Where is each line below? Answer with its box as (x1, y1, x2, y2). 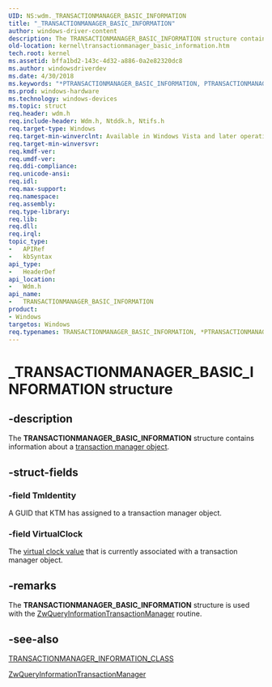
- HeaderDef (8, 268, 57, 276)
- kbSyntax (8, 252, 53, 261)
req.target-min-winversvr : (8, 139, 100, 148)
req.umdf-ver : (8, 155, 57, 163)
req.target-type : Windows (8, 125, 96, 133)
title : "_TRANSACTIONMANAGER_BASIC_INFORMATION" (8, 19, 176, 28)
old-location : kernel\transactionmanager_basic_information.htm (8, 42, 230, 50)
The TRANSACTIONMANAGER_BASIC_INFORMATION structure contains (8, 434, 255, 443)
